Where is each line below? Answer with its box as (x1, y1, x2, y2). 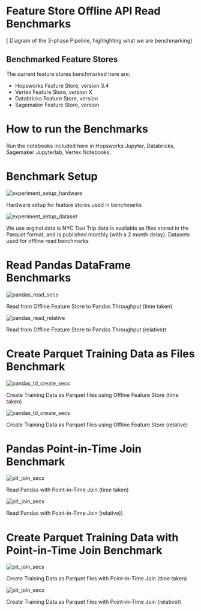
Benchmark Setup (6, 170, 98, 183)
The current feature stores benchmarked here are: (6, 70, 131, 78)
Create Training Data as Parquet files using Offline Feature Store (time (6, 391, 179, 398)
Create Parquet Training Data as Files (6, 347, 195, 360)
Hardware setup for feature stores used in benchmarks (6, 201, 142, 208)
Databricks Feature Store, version (14, 94, 98, 102)
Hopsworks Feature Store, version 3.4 (14, 82, 109, 89)
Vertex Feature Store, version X (14, 88, 93, 96)
